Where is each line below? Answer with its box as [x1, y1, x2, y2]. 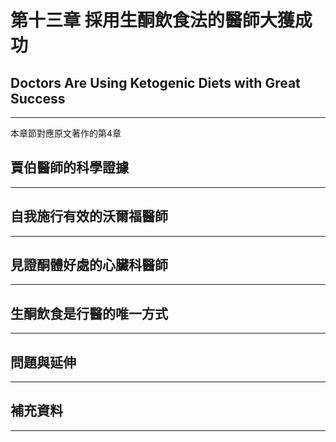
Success [10, 90, 66, 107]
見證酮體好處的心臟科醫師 [10, 257, 168, 274]
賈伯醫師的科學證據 [10, 159, 129, 176]
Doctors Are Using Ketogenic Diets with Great [10, 74, 301, 91]
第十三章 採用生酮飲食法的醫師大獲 [10, 9, 295, 32]
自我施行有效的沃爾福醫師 [10, 208, 168, 225]
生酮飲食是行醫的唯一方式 [10, 305, 168, 322]
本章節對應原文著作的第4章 [10, 127, 122, 139]
